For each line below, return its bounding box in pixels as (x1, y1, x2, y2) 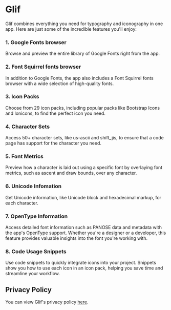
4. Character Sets (5, 123, 50, 130)
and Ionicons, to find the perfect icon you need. (5, 110, 106, 116)
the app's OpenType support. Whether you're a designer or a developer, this (5, 230, 166, 236)
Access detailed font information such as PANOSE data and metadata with (5, 224, 162, 231)
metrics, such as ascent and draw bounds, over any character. (5, 170, 137, 176)
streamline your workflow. (5, 271, 60, 277)
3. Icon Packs (5, 93, 39, 100)
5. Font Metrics (5, 153, 44, 160)
